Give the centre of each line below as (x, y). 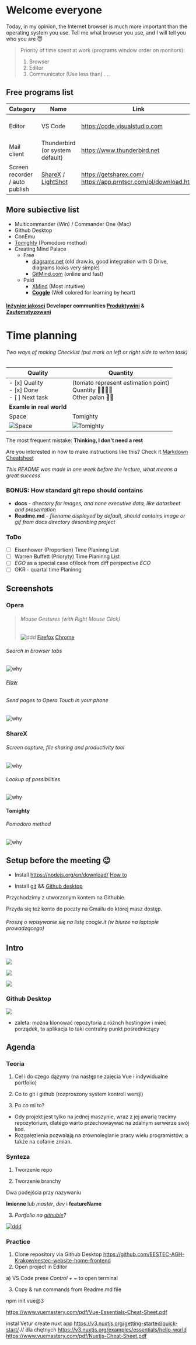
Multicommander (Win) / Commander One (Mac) (73, 224)
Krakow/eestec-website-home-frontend (62, 1261)
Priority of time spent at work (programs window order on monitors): (102, 50)
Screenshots (30, 588)
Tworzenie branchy (38, 1181)
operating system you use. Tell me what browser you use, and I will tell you (96, 32)
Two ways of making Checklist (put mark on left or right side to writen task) (97, 352)
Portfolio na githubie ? (40, 1215)
